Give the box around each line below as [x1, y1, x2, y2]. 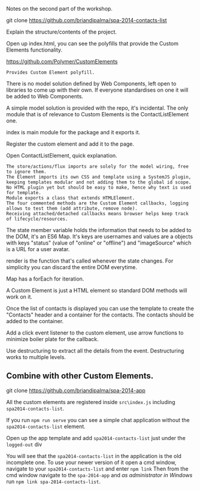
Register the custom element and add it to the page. [6, 140, 135, 147]
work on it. [6, 293, 33, 300]
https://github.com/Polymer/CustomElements [6, 58, 118, 65]
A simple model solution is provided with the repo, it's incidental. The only [6, 104, 189, 112]
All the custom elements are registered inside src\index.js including [6, 398, 175, 405]
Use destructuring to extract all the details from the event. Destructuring [6, 347, 184, 354]
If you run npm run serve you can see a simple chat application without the [6, 416, 190, 423]
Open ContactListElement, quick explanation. [6, 152, 118, 159]
